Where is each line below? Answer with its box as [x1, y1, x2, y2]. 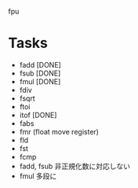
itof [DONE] [19, 110, 57, 120]
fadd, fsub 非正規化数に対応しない [19, 161, 131, 171]
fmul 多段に [19, 171, 57, 180]
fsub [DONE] [19, 68, 61, 78]
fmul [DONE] [19, 76, 61, 86]
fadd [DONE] [19, 60, 61, 69]
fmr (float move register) [19, 127, 100, 136]
